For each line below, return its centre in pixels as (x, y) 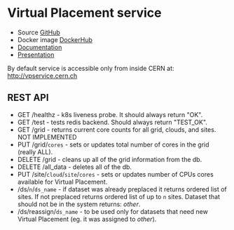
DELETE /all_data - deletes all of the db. (74, 167)
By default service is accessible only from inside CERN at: (91, 68)
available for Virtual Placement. (62, 182)
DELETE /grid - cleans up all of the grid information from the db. (110, 159)
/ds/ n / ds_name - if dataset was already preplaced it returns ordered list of (122, 189)
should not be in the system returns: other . (79, 204)
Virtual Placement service (85, 13)
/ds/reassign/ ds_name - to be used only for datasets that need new (112, 211)
